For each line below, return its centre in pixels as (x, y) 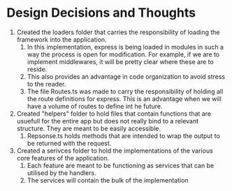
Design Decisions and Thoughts (101, 13)
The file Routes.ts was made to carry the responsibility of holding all (125, 91)
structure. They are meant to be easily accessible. (89, 128)
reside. (37, 69)
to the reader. (46, 84)
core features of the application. (63, 158)
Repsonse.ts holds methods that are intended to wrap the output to (124, 136)
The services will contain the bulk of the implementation (108, 180)
